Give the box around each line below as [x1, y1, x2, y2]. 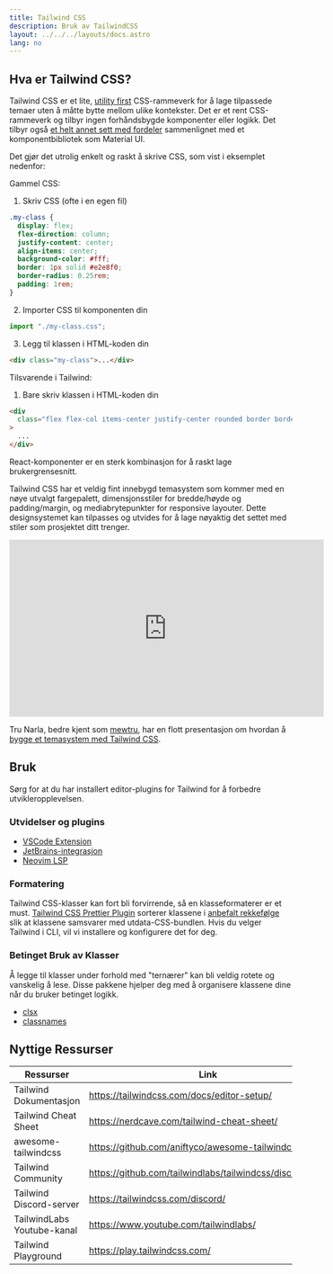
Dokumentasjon [13, 1095, 81, 1108]
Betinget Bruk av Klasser [9, 949, 119, 962]
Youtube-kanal [13, 1225, 78, 1237]
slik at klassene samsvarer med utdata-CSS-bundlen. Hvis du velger [9, 917, 262, 928]
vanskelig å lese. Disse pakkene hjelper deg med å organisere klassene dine [9, 979, 292, 990]
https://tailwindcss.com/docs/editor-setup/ [88, 1090, 272, 1102]
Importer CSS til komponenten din [22, 304, 148, 315]
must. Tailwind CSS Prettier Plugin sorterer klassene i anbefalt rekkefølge [9, 908, 280, 919]
